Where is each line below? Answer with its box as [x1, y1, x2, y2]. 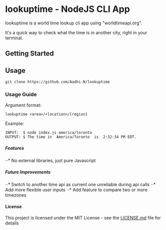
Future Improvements [5, 169, 51, 175]
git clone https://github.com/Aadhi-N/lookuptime [5, 80, 110, 85]
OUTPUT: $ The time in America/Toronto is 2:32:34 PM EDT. [5, 134, 137, 140]
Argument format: [5, 102, 42, 108]
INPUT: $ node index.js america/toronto [5, 130, 92, 135]
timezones [5, 192, 26, 198]
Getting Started [5, 49, 54, 58]
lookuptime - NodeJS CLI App [5, 3, 130, 15]
